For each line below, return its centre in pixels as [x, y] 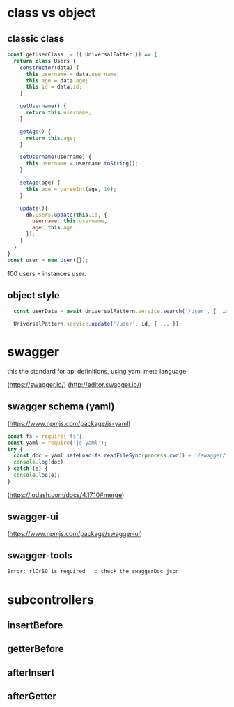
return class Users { [45, 61]
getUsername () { [44, 106]
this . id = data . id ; [54, 87]
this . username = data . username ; [72, 74]
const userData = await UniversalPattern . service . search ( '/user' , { [115, 312]
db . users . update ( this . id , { [67, 215]
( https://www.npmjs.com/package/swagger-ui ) [75, 533]
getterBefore [36, 649]
